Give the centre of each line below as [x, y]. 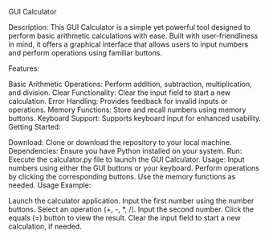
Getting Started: [35, 127]
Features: [24, 68]
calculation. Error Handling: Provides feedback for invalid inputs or [118, 101]
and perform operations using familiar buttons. [86, 53]
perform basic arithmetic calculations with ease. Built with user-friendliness [133, 36]
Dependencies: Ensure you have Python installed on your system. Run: [125, 151]
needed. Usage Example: [50, 185]
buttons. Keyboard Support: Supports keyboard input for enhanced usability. [135, 118]
